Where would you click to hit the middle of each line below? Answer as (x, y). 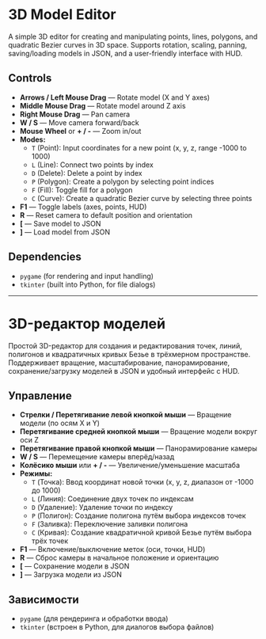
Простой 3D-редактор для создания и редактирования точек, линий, (125, 345)
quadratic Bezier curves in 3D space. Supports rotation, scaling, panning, (128, 44)
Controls (30, 78)
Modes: (32, 139)
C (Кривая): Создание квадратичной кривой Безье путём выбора (141, 533)
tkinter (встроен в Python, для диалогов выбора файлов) (117, 627)
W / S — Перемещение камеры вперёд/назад (97, 457)
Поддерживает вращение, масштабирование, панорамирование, (119, 363)
